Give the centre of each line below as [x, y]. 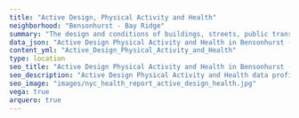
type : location [37, 59]
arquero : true [36, 100]
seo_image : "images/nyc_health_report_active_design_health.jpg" [133, 83]
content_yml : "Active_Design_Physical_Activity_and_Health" [123, 51]
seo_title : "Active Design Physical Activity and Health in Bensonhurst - [151, 67]
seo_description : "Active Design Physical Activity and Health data [139, 75]
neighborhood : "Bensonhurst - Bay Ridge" [87, 26]
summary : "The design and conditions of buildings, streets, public [139, 34]
